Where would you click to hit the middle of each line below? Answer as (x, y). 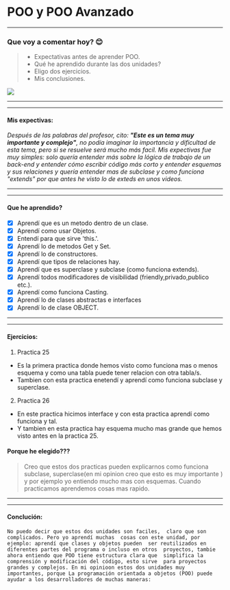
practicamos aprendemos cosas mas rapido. (87, 488)
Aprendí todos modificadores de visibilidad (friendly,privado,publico (113, 277)
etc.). (24, 285)
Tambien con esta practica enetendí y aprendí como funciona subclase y (119, 380)
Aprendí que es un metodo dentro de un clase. (82, 223)
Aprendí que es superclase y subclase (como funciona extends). (108, 270)
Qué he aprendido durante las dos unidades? (98, 64)
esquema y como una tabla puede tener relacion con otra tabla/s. (109, 373)
